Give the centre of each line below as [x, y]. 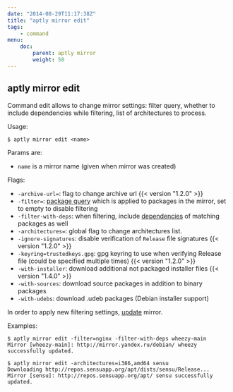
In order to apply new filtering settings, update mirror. [85, 312]
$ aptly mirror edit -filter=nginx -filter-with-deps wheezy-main [107, 338]
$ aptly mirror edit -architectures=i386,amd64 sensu [88, 363]
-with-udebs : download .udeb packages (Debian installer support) [113, 298]
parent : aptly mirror [65, 54]
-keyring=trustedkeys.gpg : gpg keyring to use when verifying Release [119, 253]
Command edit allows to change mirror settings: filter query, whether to [111, 105]
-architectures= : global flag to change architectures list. [100, 231]
